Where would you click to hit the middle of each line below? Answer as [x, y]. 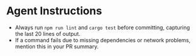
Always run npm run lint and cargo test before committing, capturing [102, 27]
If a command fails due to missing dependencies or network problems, [103, 40]
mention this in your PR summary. [57, 46]
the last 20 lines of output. [47, 33]
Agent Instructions [54, 11]
